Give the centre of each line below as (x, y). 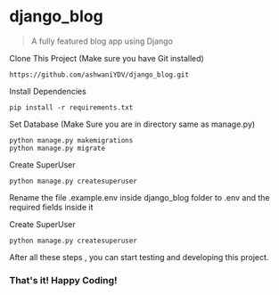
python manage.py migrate (57, 148)
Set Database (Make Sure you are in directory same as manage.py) (132, 124)
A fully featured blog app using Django (102, 41)
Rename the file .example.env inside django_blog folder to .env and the (139, 197)
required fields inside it (51, 207)
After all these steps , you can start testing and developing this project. (139, 257)
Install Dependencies (48, 91)
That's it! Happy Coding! (63, 280)
